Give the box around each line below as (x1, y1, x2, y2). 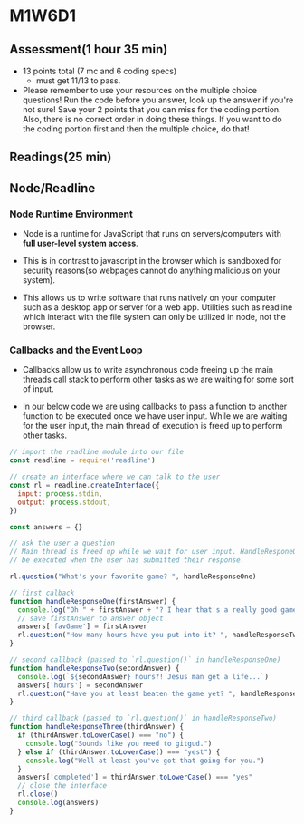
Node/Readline (9, 180, 96, 196)
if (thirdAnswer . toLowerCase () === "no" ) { (17, 731, 184, 740)
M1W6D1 (9, 5, 77, 26)
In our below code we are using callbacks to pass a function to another (22, 401, 288, 412)
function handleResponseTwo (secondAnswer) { (9, 664, 180, 673)
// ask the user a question (9, 538, 116, 548)
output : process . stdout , (17, 498, 111, 507)
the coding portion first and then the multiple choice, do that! (22, 123, 251, 134)
